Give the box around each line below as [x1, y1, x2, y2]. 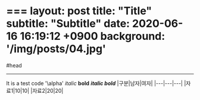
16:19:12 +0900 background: [20, 30, 165, 43]
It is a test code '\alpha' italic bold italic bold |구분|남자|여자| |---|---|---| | [6, 79, 186, 87]
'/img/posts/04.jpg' [6, 42, 106, 56]
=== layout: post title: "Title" [6, 4, 152, 18]
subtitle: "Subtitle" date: [6, 17, 130, 30]
